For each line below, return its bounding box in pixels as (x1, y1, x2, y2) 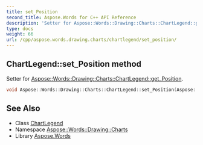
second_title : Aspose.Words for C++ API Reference (6, 14, 137, 20)
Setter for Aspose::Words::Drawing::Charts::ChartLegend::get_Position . (6, 75, 183, 82)
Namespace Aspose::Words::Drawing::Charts (14, 126, 128, 133)
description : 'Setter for (6, 20, 71, 26)
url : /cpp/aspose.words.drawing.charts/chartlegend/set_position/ (6, 37, 177, 43)
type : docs (6, 25, 34, 32)
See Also (6, 103, 40, 114)
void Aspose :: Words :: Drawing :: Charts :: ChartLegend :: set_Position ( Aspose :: (6, 87, 199, 93)
